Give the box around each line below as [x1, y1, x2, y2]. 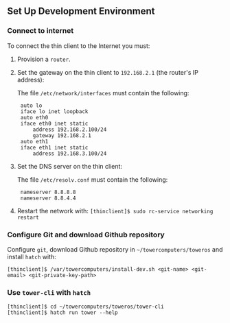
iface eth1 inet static [20, 144, 89, 151]
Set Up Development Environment [7, 5, 155, 17]
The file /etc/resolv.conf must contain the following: [16, 175, 168, 184]
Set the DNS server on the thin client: [16, 162, 122, 170]
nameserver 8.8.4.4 [20, 195, 76, 202]
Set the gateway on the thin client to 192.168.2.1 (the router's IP [16, 68, 199, 76]
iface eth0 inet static [20, 120, 89, 127]
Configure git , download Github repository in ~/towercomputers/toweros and [7, 245, 223, 253]
